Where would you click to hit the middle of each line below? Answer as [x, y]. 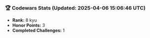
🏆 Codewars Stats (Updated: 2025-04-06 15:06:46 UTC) [75, 8]
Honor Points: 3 [29, 25]
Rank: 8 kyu [24, 20]
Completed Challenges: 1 [38, 30]
